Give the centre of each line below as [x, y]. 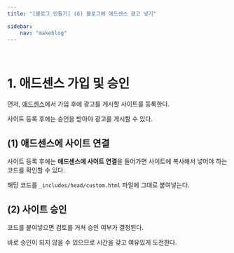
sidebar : [20, 26]
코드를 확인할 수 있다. [36, 170]
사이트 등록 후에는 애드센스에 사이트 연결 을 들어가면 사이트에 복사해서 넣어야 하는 [117, 161]
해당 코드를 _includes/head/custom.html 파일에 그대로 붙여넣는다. [98, 185]
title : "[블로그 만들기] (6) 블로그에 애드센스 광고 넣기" [82, 14]
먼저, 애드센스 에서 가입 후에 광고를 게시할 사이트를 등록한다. [89, 104]
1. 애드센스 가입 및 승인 [68, 83]
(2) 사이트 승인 [37, 209]
